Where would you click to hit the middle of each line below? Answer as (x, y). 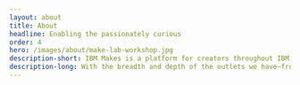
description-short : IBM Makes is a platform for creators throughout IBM (150, 58)
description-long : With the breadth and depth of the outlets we (133, 67)
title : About (33, 26)
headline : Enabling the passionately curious (95, 34)
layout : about (36, 17)
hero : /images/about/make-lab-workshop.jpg (92, 50)
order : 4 (25, 42)
